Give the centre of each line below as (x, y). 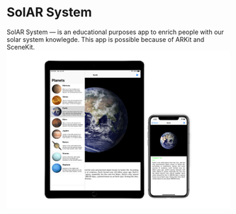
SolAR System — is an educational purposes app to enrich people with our (116, 32)
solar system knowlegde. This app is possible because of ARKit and (106, 39)
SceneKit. (21, 47)
